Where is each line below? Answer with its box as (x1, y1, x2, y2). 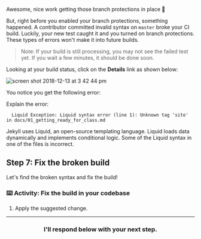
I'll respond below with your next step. (44, 225, 157, 234)
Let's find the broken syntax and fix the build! (6, 173, 118, 180)
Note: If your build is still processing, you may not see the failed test (20, 48, 188, 55)
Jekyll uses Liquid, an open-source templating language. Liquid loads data (6, 128, 190, 134)
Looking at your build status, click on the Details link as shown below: (6, 66, 178, 73)
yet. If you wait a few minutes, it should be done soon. (20, 54, 154, 61)
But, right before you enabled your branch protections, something (6, 17, 168, 24)
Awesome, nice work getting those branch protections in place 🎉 (6, 6, 166, 13)
